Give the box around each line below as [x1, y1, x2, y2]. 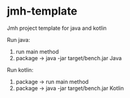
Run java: [7, 36, 31, 43]
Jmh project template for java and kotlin [7, 24, 107, 32]
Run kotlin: [7, 66, 34, 74]
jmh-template [7, 4, 78, 18]
